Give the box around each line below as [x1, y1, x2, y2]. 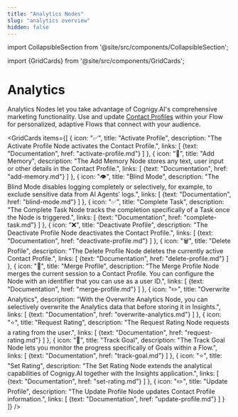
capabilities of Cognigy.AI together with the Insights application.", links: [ [7, 369, 220, 378]
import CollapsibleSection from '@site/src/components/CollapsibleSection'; [7, 43, 229, 52]
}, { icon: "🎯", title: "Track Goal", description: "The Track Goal [46, 336, 225, 345]
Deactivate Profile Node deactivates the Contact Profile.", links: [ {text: [7, 228, 213, 238]
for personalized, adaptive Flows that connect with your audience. [7, 120, 201, 128]
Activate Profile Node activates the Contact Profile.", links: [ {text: [7, 142, 198, 150]
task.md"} [7, 221, 37, 229]
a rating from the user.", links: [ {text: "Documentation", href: [7, 328, 183, 337]
